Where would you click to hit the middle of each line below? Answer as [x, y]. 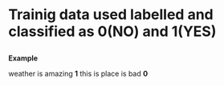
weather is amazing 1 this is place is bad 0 [78, 74]
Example [23, 58]
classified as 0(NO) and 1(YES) [112, 31]
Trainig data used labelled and [111, 15]
